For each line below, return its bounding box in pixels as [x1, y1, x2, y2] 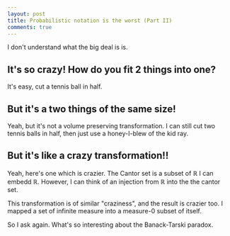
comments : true [7, 23, 52, 30]
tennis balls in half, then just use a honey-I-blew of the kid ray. [7, 129, 189, 137]
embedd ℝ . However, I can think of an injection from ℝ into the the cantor [7, 177, 221, 186]
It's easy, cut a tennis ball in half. [7, 82, 103, 91]
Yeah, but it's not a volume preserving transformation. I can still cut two [7, 122, 216, 130]
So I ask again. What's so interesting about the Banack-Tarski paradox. [7, 220, 214, 229]
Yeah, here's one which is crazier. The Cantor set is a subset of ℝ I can [7, 169, 214, 177]
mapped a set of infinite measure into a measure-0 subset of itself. [7, 206, 202, 215]
